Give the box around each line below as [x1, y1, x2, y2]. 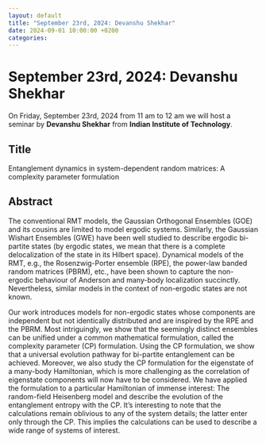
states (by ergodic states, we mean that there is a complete [31, 241, 226, 251]
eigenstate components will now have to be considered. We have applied [8, 375, 248, 384]
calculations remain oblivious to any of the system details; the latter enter [8, 408, 248, 418]
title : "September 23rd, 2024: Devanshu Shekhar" [8, 19, 176, 27]
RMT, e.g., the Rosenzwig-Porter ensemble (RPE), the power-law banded [8, 258, 248, 268]
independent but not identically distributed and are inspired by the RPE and [8, 315, 254, 326]
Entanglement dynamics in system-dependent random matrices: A [8, 164, 226, 173]
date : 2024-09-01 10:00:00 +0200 [8, 26, 119, 34]
